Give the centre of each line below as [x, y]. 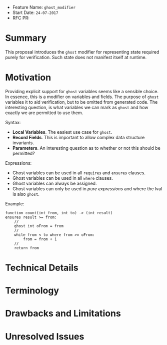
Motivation [28, 78]
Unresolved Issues [45, 336]
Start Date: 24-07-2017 [35, 13]
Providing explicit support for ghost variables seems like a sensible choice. [82, 91]
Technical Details [42, 268]
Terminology [32, 291]
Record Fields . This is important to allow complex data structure [78, 137]
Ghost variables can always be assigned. [54, 183]
